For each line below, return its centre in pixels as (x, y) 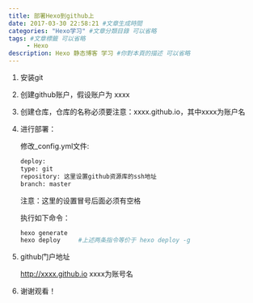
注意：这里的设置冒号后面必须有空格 (80, 200)
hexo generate (44, 233)
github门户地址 (45, 257)
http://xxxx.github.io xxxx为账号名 (76, 274)
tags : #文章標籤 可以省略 (47, 38)
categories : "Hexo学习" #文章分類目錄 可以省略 (83, 31)
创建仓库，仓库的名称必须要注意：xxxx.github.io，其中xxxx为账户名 (133, 112)
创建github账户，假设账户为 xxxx (75, 95)
